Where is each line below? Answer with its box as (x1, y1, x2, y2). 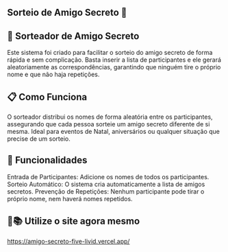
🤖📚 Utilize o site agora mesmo (7, 216, 140, 227)
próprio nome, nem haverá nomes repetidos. (7, 194, 133, 203)
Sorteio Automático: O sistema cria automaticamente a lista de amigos (7, 180, 205, 188)
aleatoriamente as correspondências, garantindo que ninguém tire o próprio (7, 63, 221, 71)
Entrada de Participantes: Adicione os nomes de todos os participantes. (7, 172, 210, 181)
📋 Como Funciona (7, 91, 88, 103)
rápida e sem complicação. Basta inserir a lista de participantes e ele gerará (7, 56, 221, 64)
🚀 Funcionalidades (7, 154, 88, 166)
